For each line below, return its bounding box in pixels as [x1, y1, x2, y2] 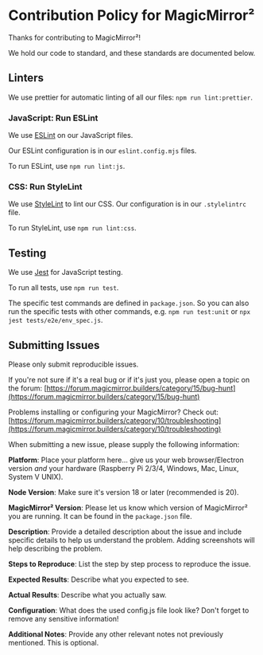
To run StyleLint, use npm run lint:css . [8, 223, 137, 233]
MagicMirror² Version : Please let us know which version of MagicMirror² [8, 503, 248, 512]
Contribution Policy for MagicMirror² [8, 6, 255, 25]
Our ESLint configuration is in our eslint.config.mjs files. [8, 146, 197, 155]
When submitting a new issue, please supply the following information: [8, 439, 240, 449]
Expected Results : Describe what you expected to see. [8, 575, 189, 584]
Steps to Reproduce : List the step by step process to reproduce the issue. [8, 559, 252, 568]
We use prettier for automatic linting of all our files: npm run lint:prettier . [8, 92, 253, 102]
